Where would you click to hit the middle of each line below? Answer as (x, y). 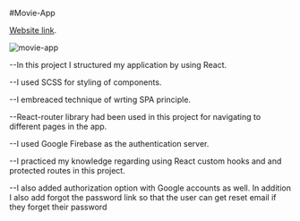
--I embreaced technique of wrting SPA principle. (100, 99)
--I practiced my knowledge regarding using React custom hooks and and (146, 161)
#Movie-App (32, 13)
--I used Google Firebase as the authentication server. (109, 144)
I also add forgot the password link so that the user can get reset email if (143, 197)
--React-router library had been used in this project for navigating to (135, 117)
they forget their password (58, 207)
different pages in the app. (58, 126)
